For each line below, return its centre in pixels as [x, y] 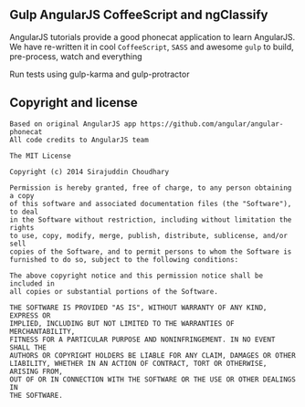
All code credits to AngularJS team [79, 140]
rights [22, 227]
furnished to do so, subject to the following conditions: [124, 259]
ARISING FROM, [37, 371]
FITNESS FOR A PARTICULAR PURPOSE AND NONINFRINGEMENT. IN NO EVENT [142, 339]
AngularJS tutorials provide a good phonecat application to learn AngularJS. [152, 37]
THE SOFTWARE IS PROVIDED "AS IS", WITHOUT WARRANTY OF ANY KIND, [138, 308]
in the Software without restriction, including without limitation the [151, 219]
